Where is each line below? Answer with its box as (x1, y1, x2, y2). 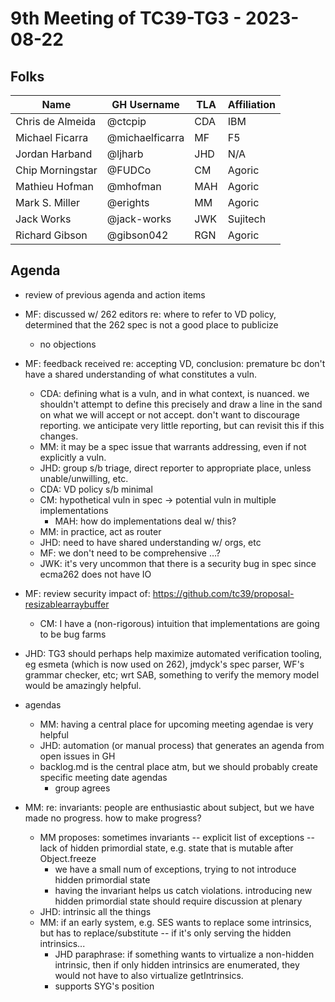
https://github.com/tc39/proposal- (152, 587, 295, 599)
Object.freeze (39, 852, 97, 864)
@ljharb (106, 147, 144, 161)
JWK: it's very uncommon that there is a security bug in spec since (39, 557, 317, 569)
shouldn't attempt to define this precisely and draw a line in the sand (39, 398, 323, 410)
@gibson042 (106, 228, 169, 242)
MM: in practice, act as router (39, 525, 162, 537)
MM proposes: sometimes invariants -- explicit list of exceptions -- (39, 831, 315, 843)
